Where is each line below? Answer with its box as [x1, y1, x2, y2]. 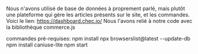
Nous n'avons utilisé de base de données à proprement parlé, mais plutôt [6, 5, 186, 12]
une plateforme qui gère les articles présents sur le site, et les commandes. [6, 11, 190, 18]
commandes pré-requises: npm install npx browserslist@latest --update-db [6, 35, 191, 42]
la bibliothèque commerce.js [6, 23, 75, 31]
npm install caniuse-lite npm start [6, 41, 88, 48]
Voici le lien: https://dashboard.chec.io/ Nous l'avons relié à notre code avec [6, 18, 193, 24]
